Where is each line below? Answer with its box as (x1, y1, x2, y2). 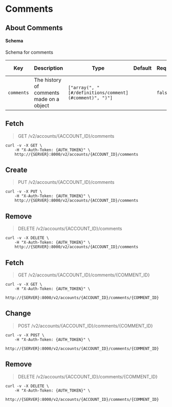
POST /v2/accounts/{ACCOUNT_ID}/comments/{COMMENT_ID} (17, 323, 154, 329)
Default (133, 65, 152, 72)
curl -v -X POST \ (5, 332, 45, 338)
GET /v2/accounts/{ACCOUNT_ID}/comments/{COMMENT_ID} (17, 272, 150, 278)
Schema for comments (5, 49, 54, 55)
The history (34, 76, 61, 83)
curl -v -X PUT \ (5, 189, 42, 195)
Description (34, 65, 63, 72)
